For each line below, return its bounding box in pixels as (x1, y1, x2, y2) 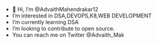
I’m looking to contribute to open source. (12, 25, 115, 32)
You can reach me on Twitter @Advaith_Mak (12, 31, 124, 39)
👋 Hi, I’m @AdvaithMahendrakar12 (12, 6, 99, 13)
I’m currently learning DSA (12, 19, 79, 25)
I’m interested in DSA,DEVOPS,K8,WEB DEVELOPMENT (12, 12, 152, 19)
